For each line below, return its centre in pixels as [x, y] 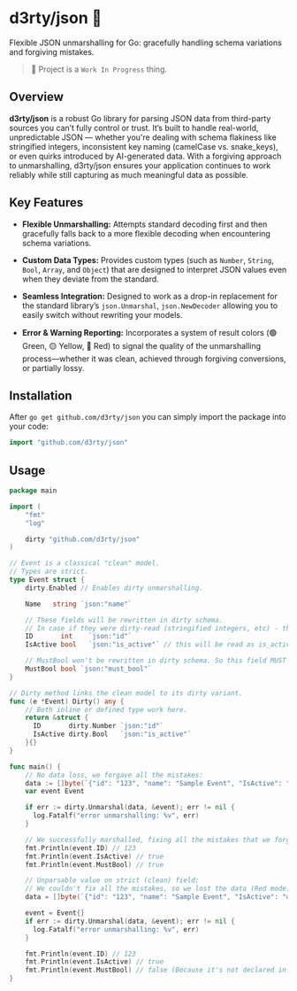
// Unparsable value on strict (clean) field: [112, 880]
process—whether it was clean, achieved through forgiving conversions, [154, 359]
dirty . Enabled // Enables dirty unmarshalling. [114, 588]
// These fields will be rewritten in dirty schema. [124, 620]
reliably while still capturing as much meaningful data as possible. [129, 174]
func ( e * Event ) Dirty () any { [67, 701]
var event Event [55, 792]
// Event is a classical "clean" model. [85, 563]
